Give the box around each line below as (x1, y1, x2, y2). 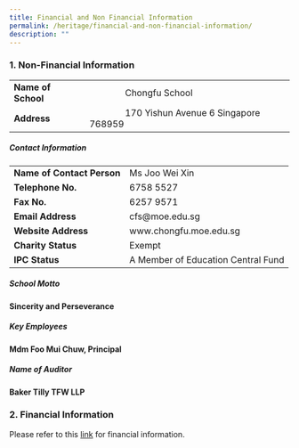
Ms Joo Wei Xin (128, 167, 195, 179)
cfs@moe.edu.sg (128, 210, 200, 223)
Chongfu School (124, 86, 193, 99)
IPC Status (13, 253, 60, 265)
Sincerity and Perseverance (9, 300, 115, 312)
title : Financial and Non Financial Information (9, 12, 193, 22)
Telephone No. (13, 181, 77, 193)
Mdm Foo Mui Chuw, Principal (9, 344, 122, 354)
